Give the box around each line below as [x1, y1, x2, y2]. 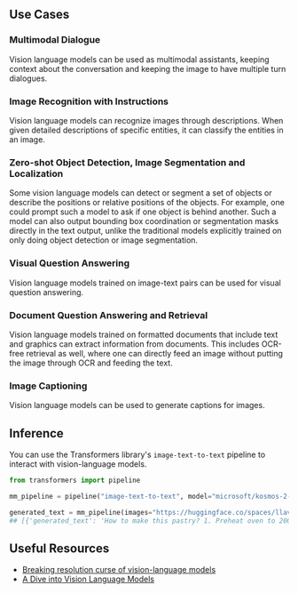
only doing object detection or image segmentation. [9, 235, 198, 245]
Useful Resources [9, 541, 110, 556]
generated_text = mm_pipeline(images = [9, 508, 153, 517]
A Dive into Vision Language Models [21, 573, 155, 585]
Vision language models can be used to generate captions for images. [9, 400, 265, 411]
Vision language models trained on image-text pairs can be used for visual [9, 277, 281, 288]
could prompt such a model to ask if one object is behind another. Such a [9, 206, 277, 217]
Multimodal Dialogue [9, 34, 101, 46]
